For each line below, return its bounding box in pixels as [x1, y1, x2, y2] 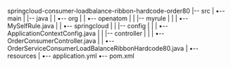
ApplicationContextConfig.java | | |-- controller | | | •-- [7, 29, 165, 37]
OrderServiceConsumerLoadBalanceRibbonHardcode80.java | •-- [7, 44, 199, 52]
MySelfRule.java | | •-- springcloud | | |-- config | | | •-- [7, 22, 168, 30]
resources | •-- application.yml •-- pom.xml [7, 51, 135, 60]
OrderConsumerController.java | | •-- [7, 37, 115, 45]
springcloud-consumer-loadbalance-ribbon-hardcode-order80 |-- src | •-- [7, 7, 225, 15]
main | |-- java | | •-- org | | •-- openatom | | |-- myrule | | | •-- [7, 14, 189, 23]
